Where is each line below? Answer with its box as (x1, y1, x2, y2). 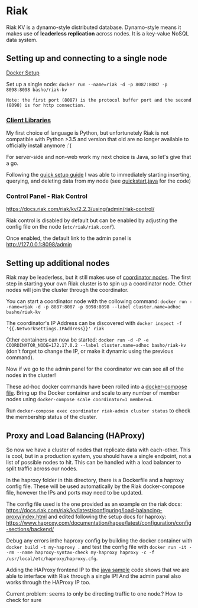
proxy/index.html (6, 513, 47, 520)
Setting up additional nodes (6, 258, 110, 268)
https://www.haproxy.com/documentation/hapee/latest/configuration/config (6, 519, 192, 526)
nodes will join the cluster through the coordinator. (6, 287, 129, 294)
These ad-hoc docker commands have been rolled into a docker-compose (6, 383, 187, 391)
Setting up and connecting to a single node (6, 53, 167, 63)
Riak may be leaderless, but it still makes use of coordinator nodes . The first (6, 274, 191, 281)
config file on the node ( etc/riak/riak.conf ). (6, 223, 116, 230)
